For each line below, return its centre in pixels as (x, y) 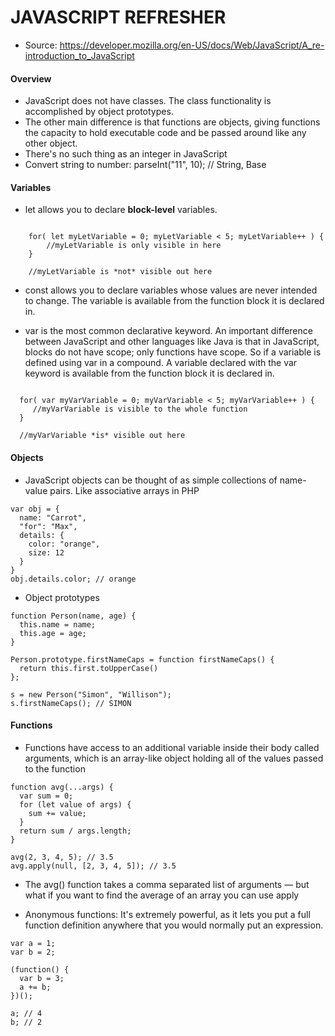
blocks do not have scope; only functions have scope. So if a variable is (173, 352)
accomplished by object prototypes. (99, 112)
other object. (51, 143)
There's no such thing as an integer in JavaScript (126, 154)
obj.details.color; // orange (73, 579)
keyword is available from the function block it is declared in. (149, 373)
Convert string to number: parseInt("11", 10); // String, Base (145, 165)
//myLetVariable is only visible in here (134, 246)
